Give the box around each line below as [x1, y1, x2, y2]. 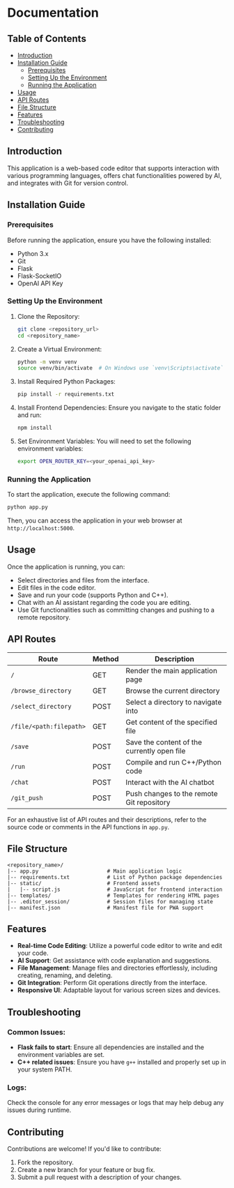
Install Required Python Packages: [17, 377, 116, 386]
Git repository [125, 797, 171, 807]
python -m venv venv [17, 358, 77, 366]
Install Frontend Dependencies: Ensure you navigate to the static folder [17, 403, 221, 412]
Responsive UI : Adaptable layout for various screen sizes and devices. [17, 986, 221, 995]
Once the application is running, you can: [7, 562, 125, 571]
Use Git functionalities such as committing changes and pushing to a [17, 606, 214, 614]
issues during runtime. [7, 1106, 72, 1114]
